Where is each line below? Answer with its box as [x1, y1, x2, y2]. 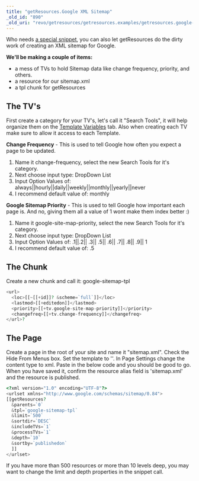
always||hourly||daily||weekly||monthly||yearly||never [14, 184, 146, 191]
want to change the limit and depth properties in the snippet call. [6, 469, 164, 476]
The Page [6, 333, 42, 343]
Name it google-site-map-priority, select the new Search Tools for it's [14, 220, 185, 227]
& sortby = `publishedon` [11, 440, 68, 446]
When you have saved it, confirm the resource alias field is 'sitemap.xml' [6, 368, 183, 375]
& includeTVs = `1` [11, 424, 52, 430]
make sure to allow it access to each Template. [6, 130, 120, 137]
